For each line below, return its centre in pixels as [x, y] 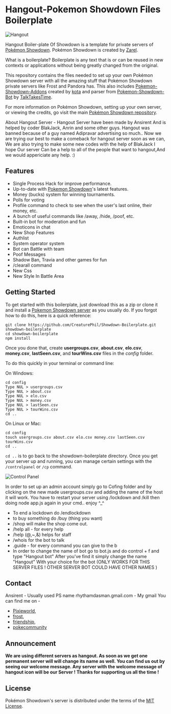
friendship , [24, 622]
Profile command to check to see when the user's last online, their [82, 205]
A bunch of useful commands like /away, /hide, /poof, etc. [74, 216]
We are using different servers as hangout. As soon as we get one [77, 656]
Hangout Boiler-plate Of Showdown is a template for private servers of [79, 44]
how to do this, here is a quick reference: [48, 315]
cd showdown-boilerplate [32, 334]
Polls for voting [29, 200]
